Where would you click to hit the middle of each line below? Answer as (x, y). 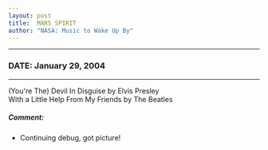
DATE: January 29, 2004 (57, 66)
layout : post (30, 16)
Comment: (26, 117)
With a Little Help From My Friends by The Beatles (91, 99)
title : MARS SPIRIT (43, 23)
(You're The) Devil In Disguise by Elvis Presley (84, 91)
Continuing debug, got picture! (70, 137)
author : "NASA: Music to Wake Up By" (71, 30)
